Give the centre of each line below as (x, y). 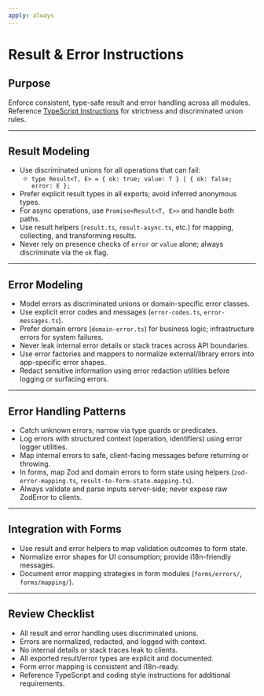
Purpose (29, 84)
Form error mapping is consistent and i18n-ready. (99, 666)
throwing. (35, 464)
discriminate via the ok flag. (64, 252)
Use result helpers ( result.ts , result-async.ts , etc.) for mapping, (126, 227)
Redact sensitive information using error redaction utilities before (125, 370)
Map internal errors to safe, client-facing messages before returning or (134, 456)
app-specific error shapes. (63, 363)
